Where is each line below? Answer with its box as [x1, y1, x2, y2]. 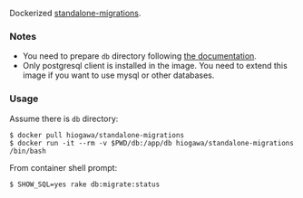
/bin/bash [9, 146, 47, 156]
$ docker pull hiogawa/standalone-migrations [9, 130, 184, 139]
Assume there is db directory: [9, 113, 119, 124]
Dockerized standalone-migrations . [9, 8, 142, 18]
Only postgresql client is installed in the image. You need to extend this [22, 61, 288, 71]
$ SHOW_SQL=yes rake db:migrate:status [9, 180, 161, 189]
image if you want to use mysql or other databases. [22, 70, 215, 80]
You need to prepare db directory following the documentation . [22, 51, 257, 61]
